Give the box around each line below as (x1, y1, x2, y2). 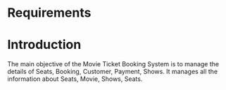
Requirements (7, 5, 92, 21)
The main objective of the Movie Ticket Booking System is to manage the (7, 60, 220, 68)
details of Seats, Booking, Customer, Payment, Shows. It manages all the (7, 68, 218, 76)
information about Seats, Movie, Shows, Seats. (7, 75, 143, 83)
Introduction (7, 37, 82, 53)
